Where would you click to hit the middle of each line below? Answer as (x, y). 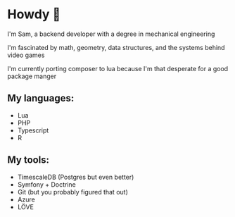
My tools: (28, 160)
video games (26, 55)
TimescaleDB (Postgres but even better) (76, 177)
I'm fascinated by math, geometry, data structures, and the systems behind (116, 47)
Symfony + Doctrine (46, 184)
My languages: (41, 98)
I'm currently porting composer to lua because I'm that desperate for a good (118, 68)
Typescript (33, 130)
